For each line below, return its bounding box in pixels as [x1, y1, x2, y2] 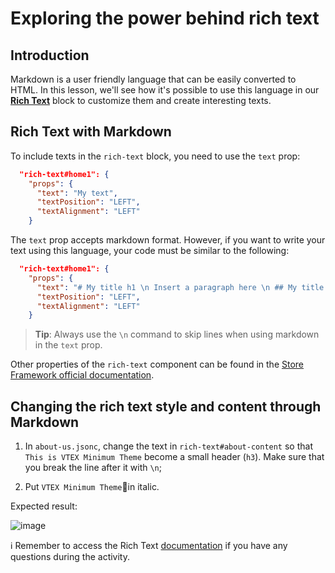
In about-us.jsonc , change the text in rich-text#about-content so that [24, 440, 313, 452]
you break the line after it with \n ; [24, 462, 162, 474]
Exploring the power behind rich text [10, 7, 320, 30]
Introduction [10, 47, 90, 64]
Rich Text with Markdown [10, 123, 172, 141]
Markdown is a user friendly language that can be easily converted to [10, 73, 297, 85]
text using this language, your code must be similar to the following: [10, 245, 290, 257]
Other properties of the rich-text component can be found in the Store [10, 358, 305, 371]
